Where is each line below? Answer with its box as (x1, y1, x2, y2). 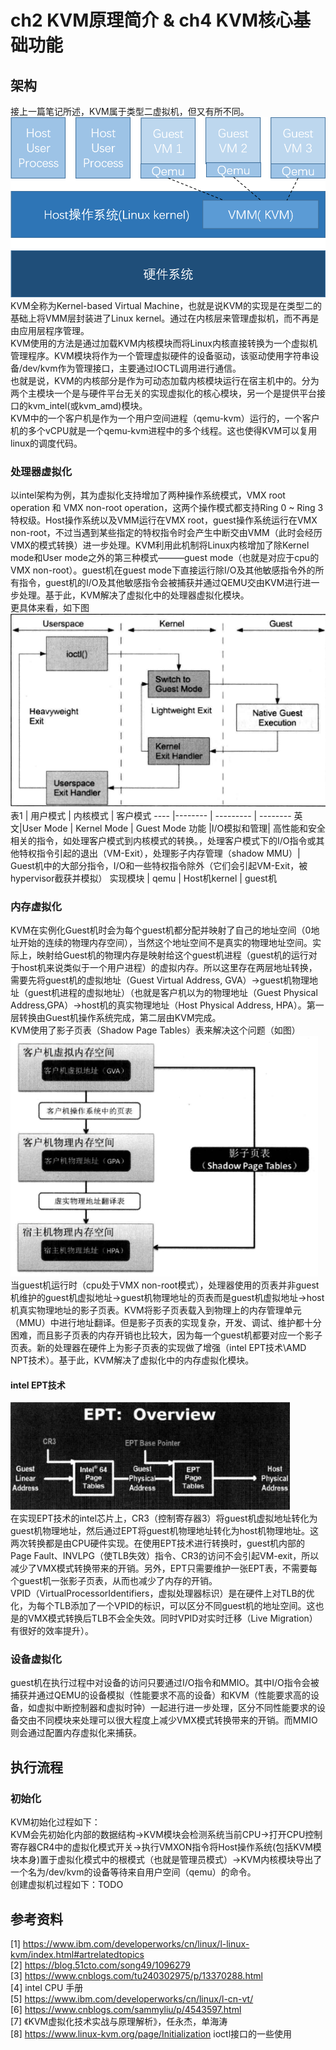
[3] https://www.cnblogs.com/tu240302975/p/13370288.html (10, 1969, 263, 1981)
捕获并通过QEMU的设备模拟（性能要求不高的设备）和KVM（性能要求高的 (10, 1689, 311, 1701)
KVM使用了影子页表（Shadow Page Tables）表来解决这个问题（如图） (10, 1024, 301, 1036)
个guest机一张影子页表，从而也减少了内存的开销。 (10, 1575, 218, 1587)
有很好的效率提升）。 (10, 1625, 94, 1637)
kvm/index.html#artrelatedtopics (10, 1948, 145, 1960)
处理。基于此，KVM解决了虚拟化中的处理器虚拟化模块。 (18, 589, 250, 601)
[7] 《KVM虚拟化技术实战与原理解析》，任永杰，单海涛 (10, 2015, 228, 2027)
